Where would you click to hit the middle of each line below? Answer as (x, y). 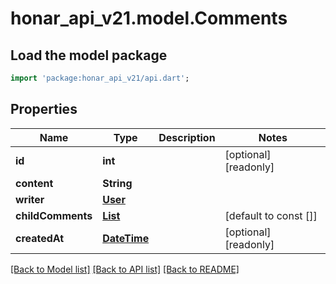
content (34, 183)
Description (187, 137)
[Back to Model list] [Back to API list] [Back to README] (125, 269)
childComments (54, 215)
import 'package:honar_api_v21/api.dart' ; (100, 78)
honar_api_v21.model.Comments (149, 18)
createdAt (40, 238)
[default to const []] (271, 215)
